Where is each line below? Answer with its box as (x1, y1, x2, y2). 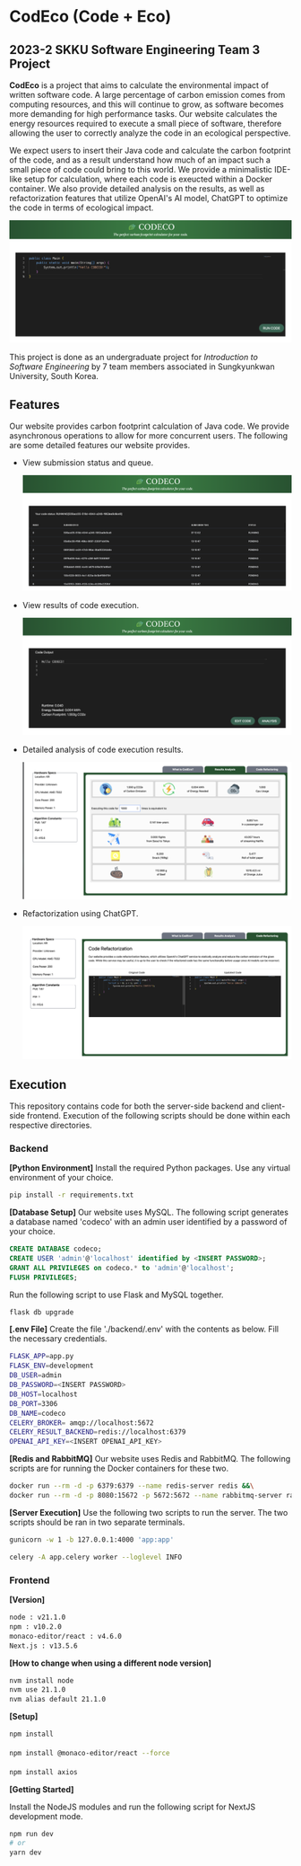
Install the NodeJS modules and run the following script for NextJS (9, 1801, 256, 1812)
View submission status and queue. (21, 457, 154, 468)
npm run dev (9, 1829, 54, 1838)
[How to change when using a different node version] (9, 1658, 212, 1668)
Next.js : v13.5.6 (9, 1641, 78, 1650)
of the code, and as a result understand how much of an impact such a (9, 155, 271, 165)
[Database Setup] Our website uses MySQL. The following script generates (9, 1207, 289, 1218)
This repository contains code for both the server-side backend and (9, 1101, 260, 1111)
